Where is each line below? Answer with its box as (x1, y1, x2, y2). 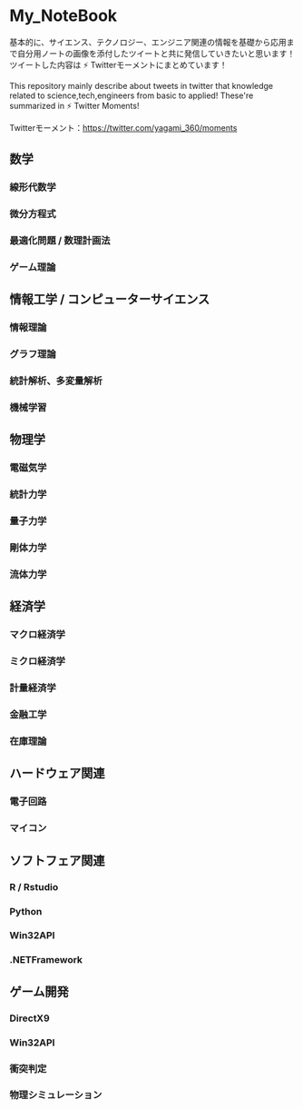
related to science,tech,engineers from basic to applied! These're (9, 90, 254, 101)
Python (9, 905, 43, 917)
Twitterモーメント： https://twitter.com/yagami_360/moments (9, 122, 238, 133)
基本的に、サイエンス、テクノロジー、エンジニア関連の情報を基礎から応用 (9, 36, 288, 47)
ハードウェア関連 (9, 766, 105, 781)
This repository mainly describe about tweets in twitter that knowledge (9, 80, 274, 91)
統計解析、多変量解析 (9, 374, 103, 387)
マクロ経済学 (9, 629, 66, 641)
